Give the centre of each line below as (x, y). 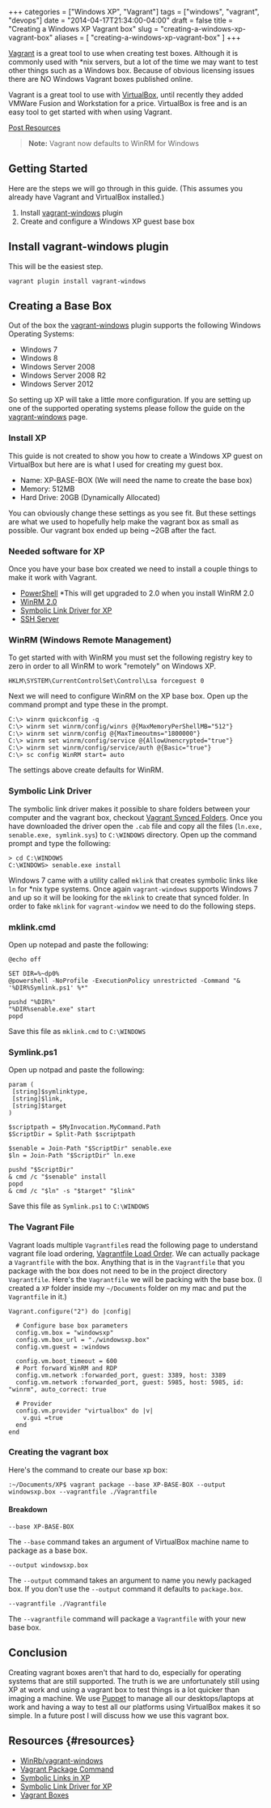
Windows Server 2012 (57, 384)
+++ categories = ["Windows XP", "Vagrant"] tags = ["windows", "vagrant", (134, 12)
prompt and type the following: (60, 843)
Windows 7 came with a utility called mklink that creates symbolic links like (133, 880)
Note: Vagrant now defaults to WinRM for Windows (114, 143)
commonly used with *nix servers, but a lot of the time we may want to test (133, 62)
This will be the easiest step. (56, 266)
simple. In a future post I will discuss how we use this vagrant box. (119, 1715)
